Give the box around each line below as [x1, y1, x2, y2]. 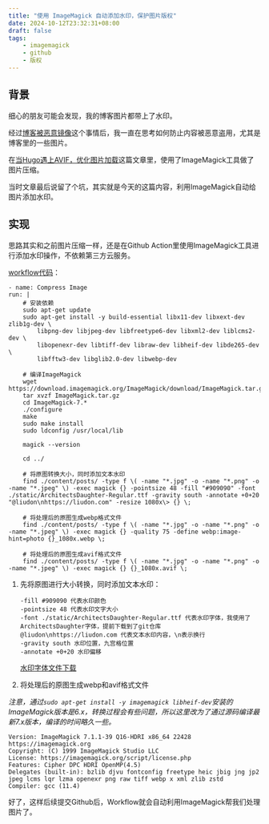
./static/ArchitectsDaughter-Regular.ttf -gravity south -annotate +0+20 [8, 491, 260, 499]
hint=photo [8, 534, 45, 543]
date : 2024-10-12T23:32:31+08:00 [8, 19, 120, 27]
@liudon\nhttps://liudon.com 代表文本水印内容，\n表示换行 [19, 630, 206, 639]
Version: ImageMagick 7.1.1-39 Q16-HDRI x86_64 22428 [8, 733, 192, 741]
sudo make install [22, 420, 84, 428]
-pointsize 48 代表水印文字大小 [19, 605, 118, 613]
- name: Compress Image [8, 283, 88, 291]
